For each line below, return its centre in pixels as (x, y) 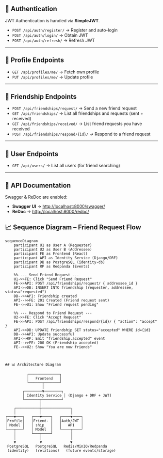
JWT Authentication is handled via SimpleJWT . (53, 20)
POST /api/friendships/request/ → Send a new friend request (74, 108)
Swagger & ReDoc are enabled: (36, 197)
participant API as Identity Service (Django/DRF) (66, 258)
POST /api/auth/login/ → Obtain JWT (50, 35)
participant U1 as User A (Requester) (53, 245)
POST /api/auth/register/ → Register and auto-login (65, 30)
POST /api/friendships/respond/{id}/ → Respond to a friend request (81, 134)
